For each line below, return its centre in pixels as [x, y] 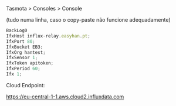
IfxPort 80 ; [21, 41]
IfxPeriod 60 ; [23, 69]
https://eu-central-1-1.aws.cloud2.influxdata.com [65, 97]
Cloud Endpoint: [26, 85]
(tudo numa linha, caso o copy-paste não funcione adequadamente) [88, 20]
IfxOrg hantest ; [26, 52]
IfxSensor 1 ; [22, 58]
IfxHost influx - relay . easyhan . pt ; [48, 36]
